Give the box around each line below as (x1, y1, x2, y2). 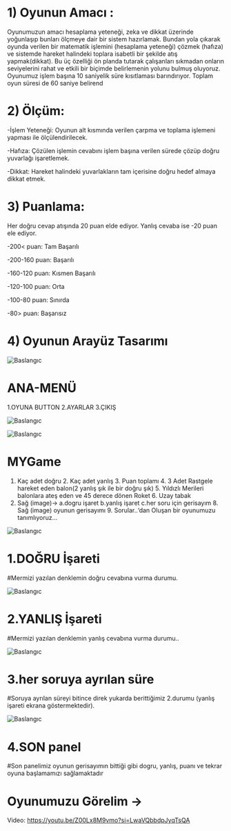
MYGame (7, 454, 61, 470)
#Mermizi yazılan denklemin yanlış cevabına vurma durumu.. (7, 634, 179, 642)
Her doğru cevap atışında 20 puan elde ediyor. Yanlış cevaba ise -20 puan (7, 221, 218, 230)
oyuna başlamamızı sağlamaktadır (7, 769, 104, 777)
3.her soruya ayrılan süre (7, 671, 154, 687)
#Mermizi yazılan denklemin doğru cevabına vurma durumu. (7, 574, 178, 582)
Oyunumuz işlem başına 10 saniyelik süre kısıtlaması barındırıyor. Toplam (7, 71, 214, 80)
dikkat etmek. (7, 174, 46, 183)
